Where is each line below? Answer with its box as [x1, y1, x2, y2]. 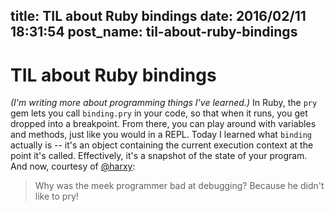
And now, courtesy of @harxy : [10, 160, 136, 173]
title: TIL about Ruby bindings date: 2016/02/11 [10, 8, 307, 25]
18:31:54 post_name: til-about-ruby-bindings [10, 24, 298, 41]
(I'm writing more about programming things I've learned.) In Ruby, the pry [10, 97, 318, 109]
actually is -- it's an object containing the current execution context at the [10, 139, 314, 151]
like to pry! [34, 190, 79, 203]
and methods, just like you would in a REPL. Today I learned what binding [10, 129, 313, 141]
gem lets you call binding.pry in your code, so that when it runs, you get [10, 107, 308, 119]
